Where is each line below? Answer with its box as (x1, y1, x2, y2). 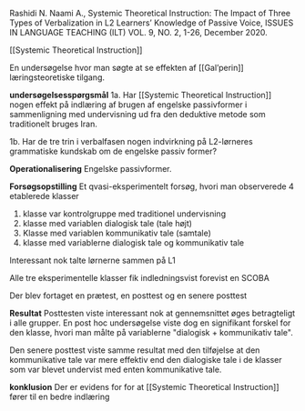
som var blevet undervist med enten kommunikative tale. (9, 364, 222, 375)
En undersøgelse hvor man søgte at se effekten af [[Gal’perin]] (9, 63, 244, 73)
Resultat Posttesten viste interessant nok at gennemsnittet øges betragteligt (9, 308, 296, 318)
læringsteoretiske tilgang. (9, 72, 106, 83)
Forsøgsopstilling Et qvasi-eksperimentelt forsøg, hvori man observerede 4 (9, 181, 294, 192)
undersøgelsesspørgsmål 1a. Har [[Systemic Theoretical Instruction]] (9, 90, 272, 100)
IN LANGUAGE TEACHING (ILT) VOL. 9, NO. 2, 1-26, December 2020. (9, 27, 269, 37)
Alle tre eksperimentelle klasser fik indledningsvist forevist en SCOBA (9, 273, 270, 283)
